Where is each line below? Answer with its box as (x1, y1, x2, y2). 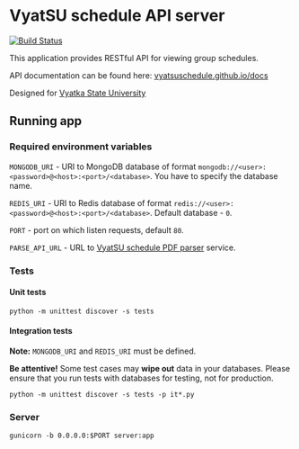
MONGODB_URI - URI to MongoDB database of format (9, 161, 197, 172)
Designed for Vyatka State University (9, 87, 146, 98)
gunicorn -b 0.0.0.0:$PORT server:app (9, 431, 154, 441)
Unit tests (9, 287, 47, 298)
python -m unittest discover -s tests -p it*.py (9, 390, 195, 399)
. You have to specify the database (149, 170, 278, 181)
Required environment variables (9, 140, 153, 153)
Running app (9, 113, 83, 129)
